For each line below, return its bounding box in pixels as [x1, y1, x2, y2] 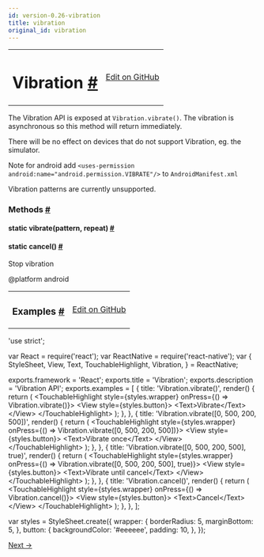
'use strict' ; [8, 336, 45, 346]
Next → [8, 540, 33, 550]
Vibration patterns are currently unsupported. [8, 184, 157, 194]
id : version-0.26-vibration [8, 11, 101, 20]
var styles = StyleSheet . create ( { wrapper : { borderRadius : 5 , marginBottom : [8, 517, 254, 526]
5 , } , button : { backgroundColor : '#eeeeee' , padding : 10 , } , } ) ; [8, 525, 206, 535]
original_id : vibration [8, 26, 87, 34]
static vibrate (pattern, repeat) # [8, 223, 115, 233]
